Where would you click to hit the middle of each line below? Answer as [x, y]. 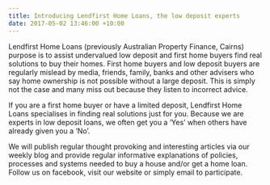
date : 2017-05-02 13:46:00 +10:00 [67, 23]
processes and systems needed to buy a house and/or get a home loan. [128, 163]
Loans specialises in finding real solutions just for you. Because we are [126, 113]
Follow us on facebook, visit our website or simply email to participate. [126, 172]
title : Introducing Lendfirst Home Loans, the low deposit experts [124, 16]
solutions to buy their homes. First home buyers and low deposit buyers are [134, 63]
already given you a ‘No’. [49, 131]
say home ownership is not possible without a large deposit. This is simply [132, 81]
